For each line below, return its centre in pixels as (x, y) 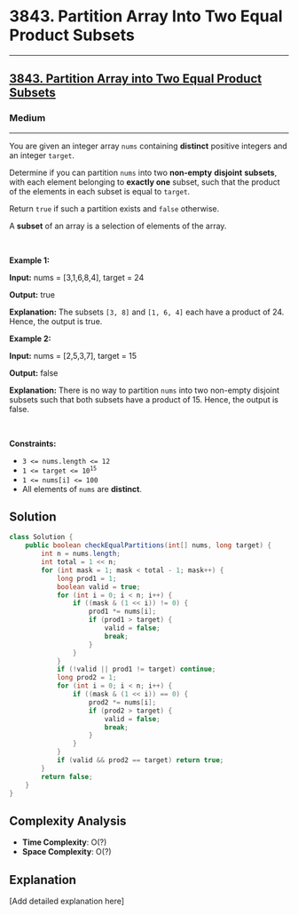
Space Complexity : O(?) (67, 852)
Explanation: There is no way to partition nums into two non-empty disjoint (145, 390)
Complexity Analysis (68, 820)
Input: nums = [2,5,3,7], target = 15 (73, 355)
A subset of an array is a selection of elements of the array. (118, 226)
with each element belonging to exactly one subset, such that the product (145, 182)
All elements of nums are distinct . (82, 489)
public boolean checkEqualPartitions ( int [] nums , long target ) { (149, 545)
